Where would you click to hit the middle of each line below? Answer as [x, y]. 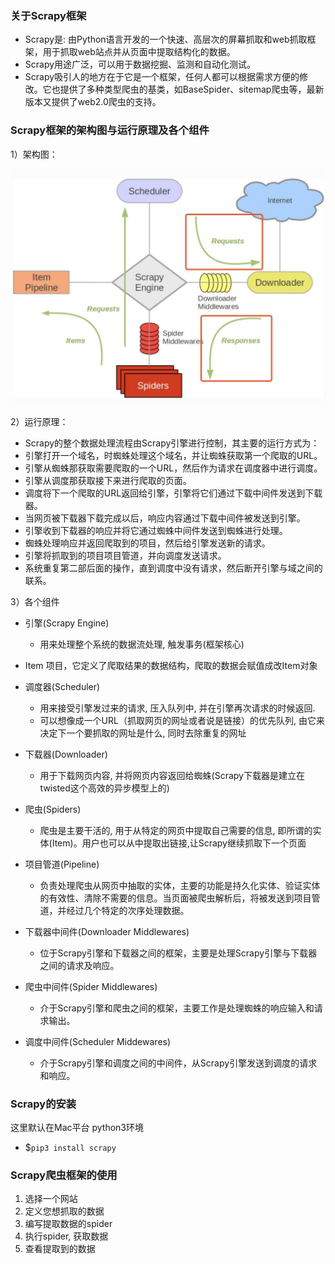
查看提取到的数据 [60, 1249]
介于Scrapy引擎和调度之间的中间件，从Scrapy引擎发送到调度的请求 [178, 1063]
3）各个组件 [35, 601]
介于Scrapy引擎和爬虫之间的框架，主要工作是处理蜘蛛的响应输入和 [177, 1008]
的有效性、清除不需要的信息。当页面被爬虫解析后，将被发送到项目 [175, 898]
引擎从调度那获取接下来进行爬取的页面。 [108, 480]
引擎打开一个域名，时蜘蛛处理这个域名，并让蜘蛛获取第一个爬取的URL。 [173, 455]
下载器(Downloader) [66, 754]
